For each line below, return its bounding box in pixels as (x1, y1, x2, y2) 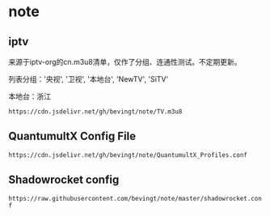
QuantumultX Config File (8, 129, 136, 143)
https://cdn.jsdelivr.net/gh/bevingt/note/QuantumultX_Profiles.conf (8, 150, 248, 159)
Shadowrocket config (8, 173, 120, 187)
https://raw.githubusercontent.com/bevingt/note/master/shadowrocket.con (8, 194, 263, 202)
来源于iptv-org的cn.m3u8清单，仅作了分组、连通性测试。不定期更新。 (8, 57, 242, 66)
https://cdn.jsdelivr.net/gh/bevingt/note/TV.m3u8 (8, 108, 183, 116)
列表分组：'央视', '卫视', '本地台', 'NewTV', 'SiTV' (8, 74, 169, 83)
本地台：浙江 (8, 91, 51, 101)
